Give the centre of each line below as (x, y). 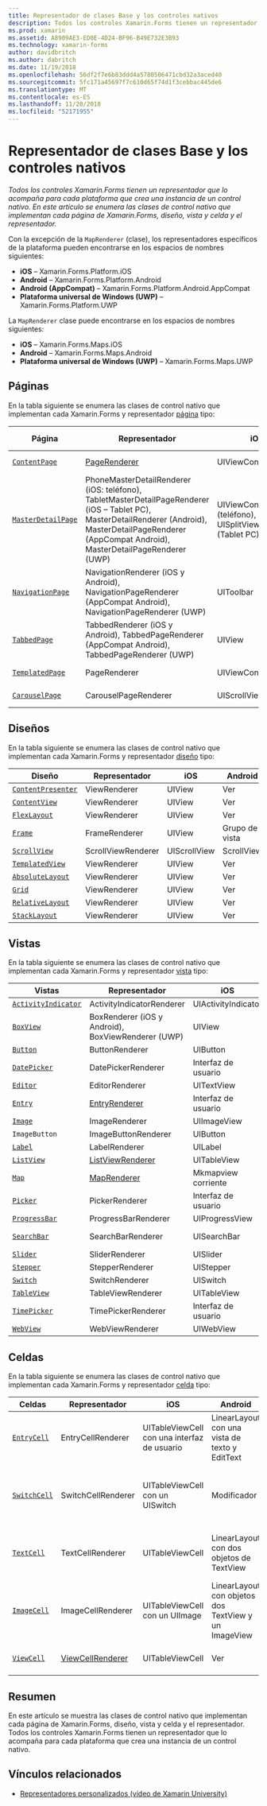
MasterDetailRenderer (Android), (146, 519)
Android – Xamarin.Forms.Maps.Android (86, 353)
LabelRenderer (117, 1147)
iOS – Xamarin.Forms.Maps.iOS (71, 344)
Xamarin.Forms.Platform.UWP (68, 305)
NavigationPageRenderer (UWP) (145, 611)
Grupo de (240, 827)
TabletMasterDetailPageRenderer (147, 499)
